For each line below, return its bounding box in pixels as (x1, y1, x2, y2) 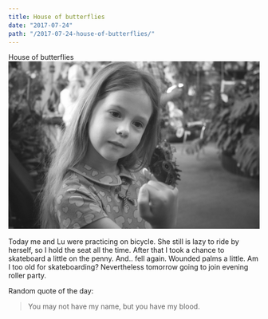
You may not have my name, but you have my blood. (27, 301, 201, 311)
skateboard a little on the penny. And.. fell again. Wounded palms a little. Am (8, 254, 259, 263)
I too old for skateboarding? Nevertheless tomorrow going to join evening (8, 262, 249, 272)
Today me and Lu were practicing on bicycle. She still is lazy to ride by (8, 237, 239, 246)
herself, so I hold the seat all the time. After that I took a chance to (8, 246, 225, 255)
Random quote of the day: (8, 286, 94, 296)
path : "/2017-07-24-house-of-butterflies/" (8, 30, 156, 37)
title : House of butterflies (8, 13, 105, 21)
